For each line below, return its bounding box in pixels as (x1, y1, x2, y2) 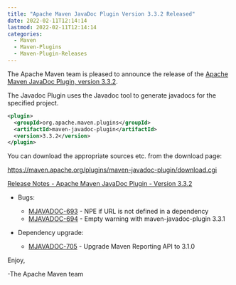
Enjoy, (7, 256, 26, 264)
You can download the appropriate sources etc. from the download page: (7, 152, 222, 160)
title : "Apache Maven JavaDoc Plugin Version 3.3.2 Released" (7, 10, 195, 18)
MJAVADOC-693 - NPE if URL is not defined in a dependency (28, 207, 209, 216)
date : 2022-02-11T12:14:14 (7, 17, 87, 24)
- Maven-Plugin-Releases (14, 51, 87, 58)
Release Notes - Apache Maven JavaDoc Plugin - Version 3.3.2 (7, 180, 193, 188)
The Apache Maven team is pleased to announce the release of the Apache (7, 69, 229, 78)
